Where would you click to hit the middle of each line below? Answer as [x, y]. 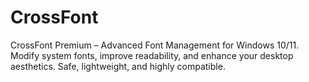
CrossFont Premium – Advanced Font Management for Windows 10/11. [155, 45]
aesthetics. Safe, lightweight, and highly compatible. [118, 66]
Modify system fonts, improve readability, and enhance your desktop [152, 55]
